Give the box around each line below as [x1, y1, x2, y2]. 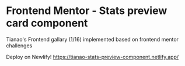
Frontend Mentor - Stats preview [6, 4, 167, 18]
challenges [6, 42, 33, 49]
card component [6, 16, 88, 30]
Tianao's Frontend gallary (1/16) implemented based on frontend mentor [6, 36, 179, 43]
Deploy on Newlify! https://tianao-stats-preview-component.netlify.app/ [6, 53, 179, 60]
